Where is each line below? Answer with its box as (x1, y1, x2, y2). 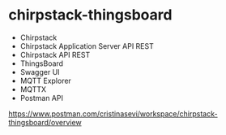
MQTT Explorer (19, 76, 71, 85)
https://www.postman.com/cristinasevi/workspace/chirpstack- (8, 108, 218, 119)
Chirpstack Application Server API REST (19, 41, 154, 50)
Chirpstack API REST (19, 50, 91, 59)
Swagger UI (19, 67, 60, 76)
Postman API (19, 93, 63, 102)
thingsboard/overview (8, 117, 83, 127)
